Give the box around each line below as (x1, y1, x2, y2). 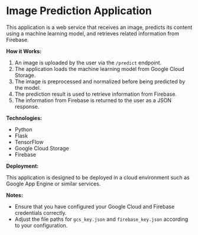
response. (14, 103, 40, 110)
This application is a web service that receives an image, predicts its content (6, 24, 193, 31)
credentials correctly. (14, 209, 67, 216)
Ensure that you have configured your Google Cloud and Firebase (14, 203, 175, 210)
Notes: (6, 191, 24, 198)
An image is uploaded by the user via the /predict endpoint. (14, 59, 162, 66)
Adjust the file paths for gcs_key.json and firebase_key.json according (14, 216, 189, 223)
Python (14, 126, 33, 133)
